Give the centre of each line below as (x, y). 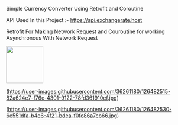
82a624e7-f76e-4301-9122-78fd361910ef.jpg (62, 98)
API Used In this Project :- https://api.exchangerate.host (74, 20)
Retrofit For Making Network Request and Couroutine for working (85, 31)
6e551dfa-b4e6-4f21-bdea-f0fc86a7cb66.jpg (62, 116)
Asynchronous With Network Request (52, 38)
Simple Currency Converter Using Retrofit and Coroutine (75, 9)
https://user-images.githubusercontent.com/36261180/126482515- (89, 92)
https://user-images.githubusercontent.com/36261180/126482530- (90, 109)
